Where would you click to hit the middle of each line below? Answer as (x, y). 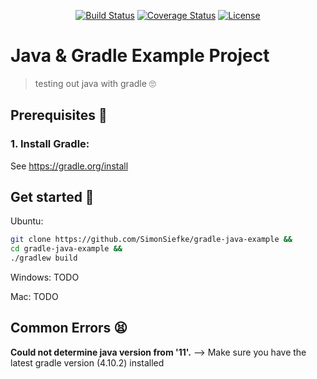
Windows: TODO (45, 277)
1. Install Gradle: (50, 144)
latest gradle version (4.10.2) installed (87, 362)
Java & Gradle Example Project (140, 56)
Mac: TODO (34, 297)
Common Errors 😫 (69, 328)
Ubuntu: (27, 221)
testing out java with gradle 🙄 (95, 83)
